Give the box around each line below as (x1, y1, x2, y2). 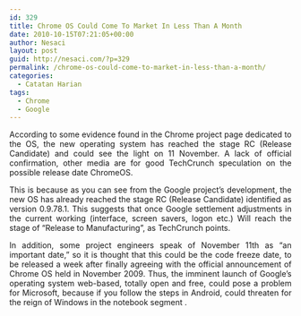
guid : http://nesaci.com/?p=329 (9, 55, 130, 64)
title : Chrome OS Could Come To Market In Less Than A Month (9, 21, 243, 30)
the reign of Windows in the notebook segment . (9, 297, 188, 308)
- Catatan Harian (17, 80, 82, 89)
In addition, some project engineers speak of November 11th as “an (9, 240, 292, 251)
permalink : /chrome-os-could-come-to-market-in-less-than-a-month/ (9, 64, 267, 73)
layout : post (9, 47, 58, 56)
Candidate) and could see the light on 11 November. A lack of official (9, 149, 292, 159)
